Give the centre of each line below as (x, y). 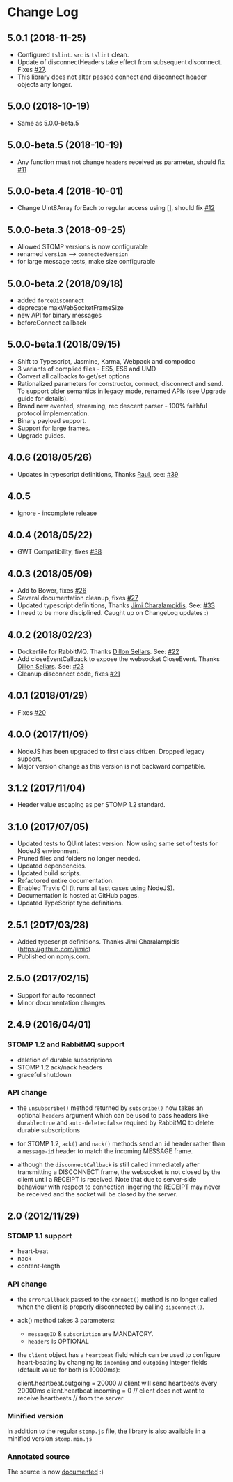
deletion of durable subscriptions (65, 1060)
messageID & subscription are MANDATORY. (90, 1333)
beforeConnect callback (52, 323)
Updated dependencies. (52, 866)
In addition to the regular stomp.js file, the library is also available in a (107, 1431)
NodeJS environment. (48, 851)
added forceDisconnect (51, 300)
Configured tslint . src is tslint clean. (73, 54)
